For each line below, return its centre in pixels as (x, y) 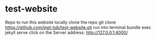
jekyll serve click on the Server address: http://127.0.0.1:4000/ (67, 32)
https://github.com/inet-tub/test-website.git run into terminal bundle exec (78, 27)
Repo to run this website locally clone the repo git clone (61, 22)
